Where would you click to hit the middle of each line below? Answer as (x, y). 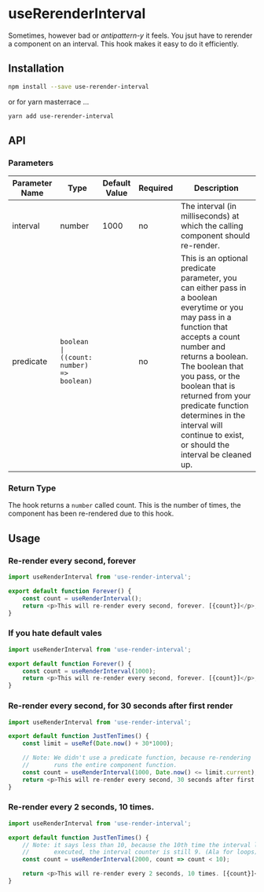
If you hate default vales (55, 633)
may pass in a (206, 318)
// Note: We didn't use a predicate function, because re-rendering (137, 758)
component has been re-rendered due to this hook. (91, 514)
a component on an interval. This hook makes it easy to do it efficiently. (124, 43)
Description (216, 188)
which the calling (212, 226)
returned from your (216, 396)
